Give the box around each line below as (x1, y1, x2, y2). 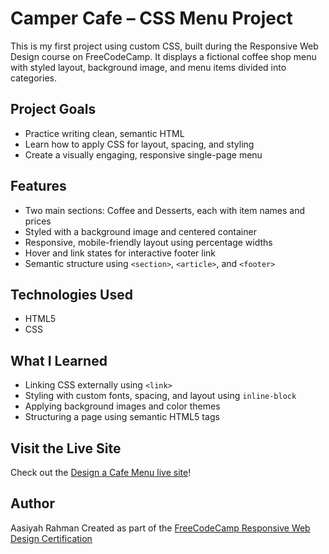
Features (10, 178, 67, 195)
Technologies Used (10, 286, 133, 303)
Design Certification (10, 532, 93, 544)
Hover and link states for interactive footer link (24, 247, 216, 259)
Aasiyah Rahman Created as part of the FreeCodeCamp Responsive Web (10, 522, 311, 534)
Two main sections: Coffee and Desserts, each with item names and (24, 204, 306, 216)
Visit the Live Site (10, 440, 122, 457)
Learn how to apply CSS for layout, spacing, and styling (24, 138, 255, 150)
